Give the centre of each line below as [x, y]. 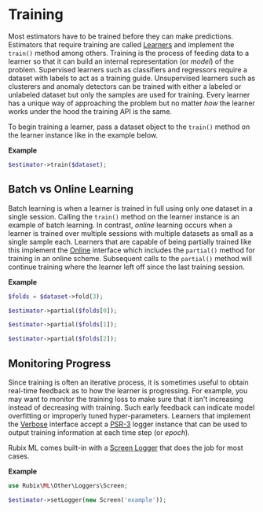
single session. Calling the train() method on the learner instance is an [124, 216]
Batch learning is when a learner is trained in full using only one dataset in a [131, 208]
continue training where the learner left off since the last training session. [126, 267]
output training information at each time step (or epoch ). [99, 432]
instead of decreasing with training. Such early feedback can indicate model [131, 407]
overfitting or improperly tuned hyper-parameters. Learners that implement [130, 415]
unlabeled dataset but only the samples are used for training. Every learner [129, 94]
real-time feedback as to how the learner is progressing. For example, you [128, 390]
